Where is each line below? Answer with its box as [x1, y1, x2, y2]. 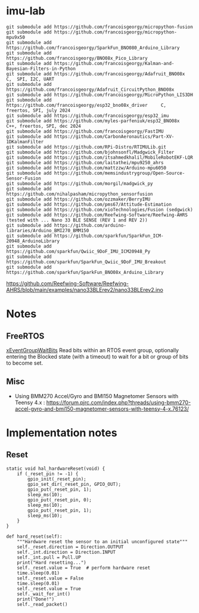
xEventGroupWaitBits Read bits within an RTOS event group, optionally [6, 346, 179, 353]
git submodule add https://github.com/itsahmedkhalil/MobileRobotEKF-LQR [6, 154, 194, 161]
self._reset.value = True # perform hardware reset [17, 565, 151, 571]
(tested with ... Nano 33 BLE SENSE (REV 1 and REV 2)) [6, 217, 148, 223]
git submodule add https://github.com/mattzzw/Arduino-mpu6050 [6, 165, 167, 171]
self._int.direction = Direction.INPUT [17, 549, 116, 555]
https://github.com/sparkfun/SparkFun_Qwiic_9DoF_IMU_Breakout [6, 258, 167, 265]
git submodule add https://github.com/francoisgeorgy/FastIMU [6, 128, 164, 134]
